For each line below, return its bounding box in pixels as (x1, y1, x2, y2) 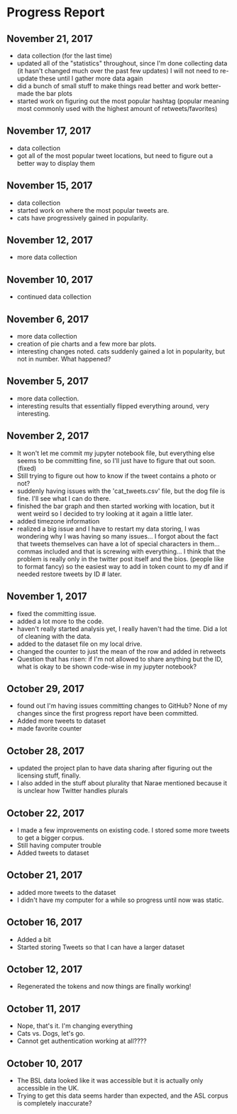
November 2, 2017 (6, 430, 89, 442)
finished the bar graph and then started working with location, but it (16, 502, 215, 510)
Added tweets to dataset (16, 848, 89, 857)
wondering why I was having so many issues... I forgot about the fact (16, 531, 219, 541)
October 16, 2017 (6, 916, 83, 928)
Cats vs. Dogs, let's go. (16, 1029, 85, 1038)
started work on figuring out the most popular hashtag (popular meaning (16, 97, 229, 105)
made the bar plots (16, 90, 72, 97)
